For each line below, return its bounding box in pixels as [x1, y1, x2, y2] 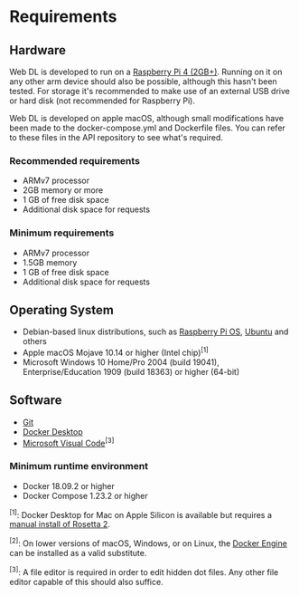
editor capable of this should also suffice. [9, 576, 164, 587]
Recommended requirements [9, 154, 140, 167]
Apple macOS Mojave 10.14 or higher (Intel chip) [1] [22, 346, 210, 359]
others [22, 336, 47, 347]
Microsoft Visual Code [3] [22, 436, 115, 448]
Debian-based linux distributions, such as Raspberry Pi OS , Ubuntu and [22, 326, 289, 337]
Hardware [9, 43, 66, 58]
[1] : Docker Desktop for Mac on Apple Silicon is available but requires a [9, 507, 273, 520]
